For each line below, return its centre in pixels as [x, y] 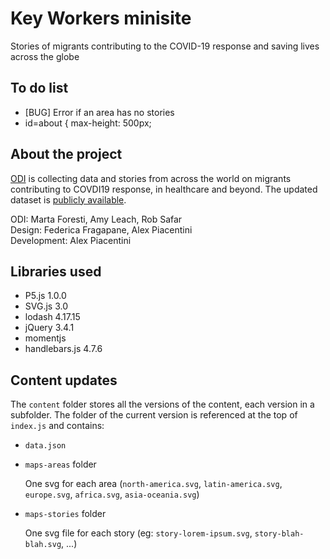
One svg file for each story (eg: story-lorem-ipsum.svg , [138, 533]
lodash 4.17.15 [52, 317]
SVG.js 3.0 [46, 306]
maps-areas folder [60, 464]
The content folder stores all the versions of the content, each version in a [162, 404]
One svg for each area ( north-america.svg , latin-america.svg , [153, 484]
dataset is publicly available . [68, 199]
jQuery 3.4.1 [49, 328]
